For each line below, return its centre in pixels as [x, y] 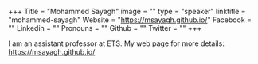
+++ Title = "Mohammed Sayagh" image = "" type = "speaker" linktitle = [127, 11]
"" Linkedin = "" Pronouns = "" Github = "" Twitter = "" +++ [105, 28]
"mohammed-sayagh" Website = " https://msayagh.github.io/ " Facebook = [130, 20]
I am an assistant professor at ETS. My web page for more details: [116, 43]
